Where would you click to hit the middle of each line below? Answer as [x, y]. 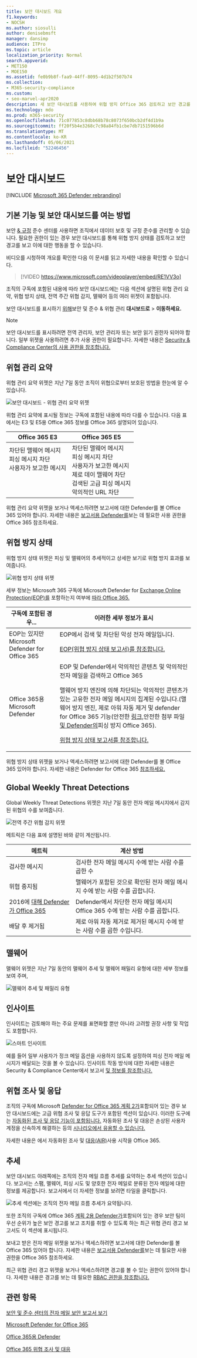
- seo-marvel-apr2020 [33, 99]
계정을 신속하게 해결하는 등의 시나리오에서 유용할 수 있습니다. [76, 1128]
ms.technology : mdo [30, 110]
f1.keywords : [22, 17]
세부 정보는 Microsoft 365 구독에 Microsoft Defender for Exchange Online [94, 590]
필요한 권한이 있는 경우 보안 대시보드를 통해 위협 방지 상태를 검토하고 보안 [102, 238]
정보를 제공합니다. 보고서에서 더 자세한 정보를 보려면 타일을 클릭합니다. [86, 1190]
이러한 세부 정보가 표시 [124, 618]
